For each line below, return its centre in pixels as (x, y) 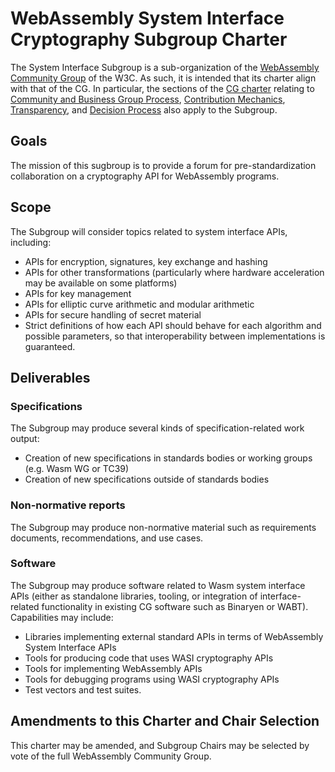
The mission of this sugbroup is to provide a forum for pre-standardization (163, 165)
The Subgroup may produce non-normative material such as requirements (163, 527)
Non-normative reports (68, 505)
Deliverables (50, 377)
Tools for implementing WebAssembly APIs (113, 668)
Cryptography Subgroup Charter (149, 39)
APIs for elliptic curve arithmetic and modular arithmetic (139, 304)
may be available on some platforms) (101, 283)
